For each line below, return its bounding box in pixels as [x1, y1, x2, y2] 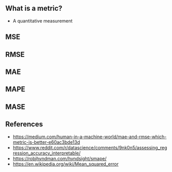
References [5, 120, 43, 129]
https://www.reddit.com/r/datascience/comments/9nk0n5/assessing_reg [12, 144, 167, 150]
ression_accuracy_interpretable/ [12, 150, 81, 156]
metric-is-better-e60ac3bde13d [12, 139, 81, 145]
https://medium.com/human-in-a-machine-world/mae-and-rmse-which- [12, 133, 167, 140]
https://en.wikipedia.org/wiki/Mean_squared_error [12, 161, 119, 167]
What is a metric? [5, 4, 63, 13]
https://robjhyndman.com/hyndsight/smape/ [12, 155, 107, 161]
